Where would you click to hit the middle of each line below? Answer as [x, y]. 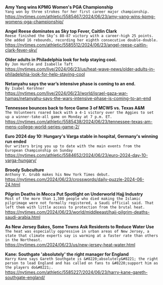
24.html [13, 185]
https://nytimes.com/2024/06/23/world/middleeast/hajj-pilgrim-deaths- [77, 212]
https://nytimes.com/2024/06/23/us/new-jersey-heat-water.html [70, 245]
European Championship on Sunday [39, 151]
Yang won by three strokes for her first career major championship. [77, 12]
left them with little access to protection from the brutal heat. [75, 207]
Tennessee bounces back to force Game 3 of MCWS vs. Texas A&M [75, 108]
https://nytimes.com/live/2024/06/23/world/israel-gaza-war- [67, 93]
